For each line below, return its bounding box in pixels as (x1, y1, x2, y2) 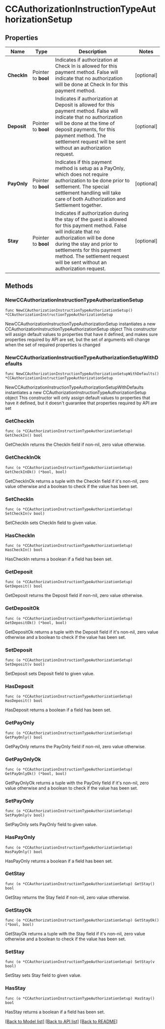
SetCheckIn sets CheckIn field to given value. (5, 520, 97, 526)
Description (78, 48, 107, 55)
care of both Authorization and (55, 196, 126, 202)
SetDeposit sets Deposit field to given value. (5, 671, 95, 677)
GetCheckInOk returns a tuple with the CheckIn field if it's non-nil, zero (5, 478, 149, 484)
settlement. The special (55, 183, 109, 190)
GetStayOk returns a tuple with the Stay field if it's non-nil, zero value (5, 931, 145, 937)
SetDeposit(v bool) (5, 662, 45, 667)
